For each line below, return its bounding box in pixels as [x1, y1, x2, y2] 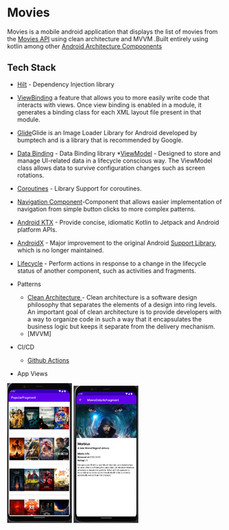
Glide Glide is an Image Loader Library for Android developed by [16, 128, 197, 136]
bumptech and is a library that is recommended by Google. [16, 136, 184, 144]
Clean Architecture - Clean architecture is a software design [27, 293, 197, 301]
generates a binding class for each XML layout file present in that [16, 108, 202, 116]
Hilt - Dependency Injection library [16, 80, 114, 88]
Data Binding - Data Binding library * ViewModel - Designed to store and [16, 149, 221, 157]
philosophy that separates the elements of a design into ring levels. [27, 300, 217, 309]
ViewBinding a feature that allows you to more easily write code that [16, 93, 210, 101]
